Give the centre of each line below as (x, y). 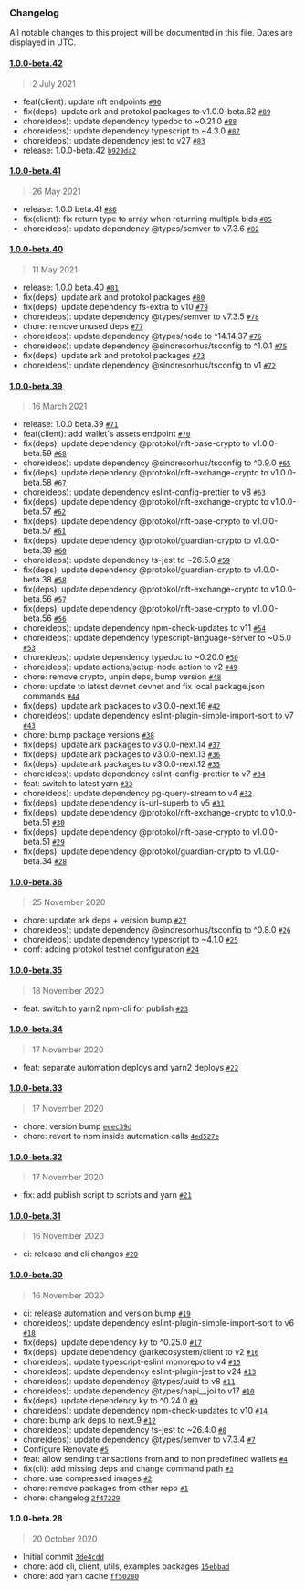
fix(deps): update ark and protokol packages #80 (114, 297)
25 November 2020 (68, 902)
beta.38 (37, 580)
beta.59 (37, 454)
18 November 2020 (68, 990)
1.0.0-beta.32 (36, 1157)
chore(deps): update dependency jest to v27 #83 (114, 140)
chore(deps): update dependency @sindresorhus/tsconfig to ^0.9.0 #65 (157, 463)
